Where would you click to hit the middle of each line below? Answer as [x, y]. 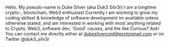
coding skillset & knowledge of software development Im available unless [82, 18]
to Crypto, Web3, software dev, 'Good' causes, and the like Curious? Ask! [82, 28]
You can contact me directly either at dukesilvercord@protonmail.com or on [85, 34]
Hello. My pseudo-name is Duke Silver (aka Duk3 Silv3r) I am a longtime [81, 7]
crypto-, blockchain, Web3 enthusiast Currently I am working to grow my [82, 12]
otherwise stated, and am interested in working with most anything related [83, 23]
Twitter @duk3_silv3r [27, 39]
